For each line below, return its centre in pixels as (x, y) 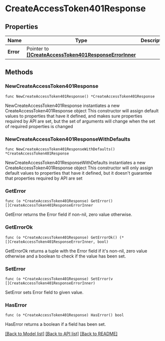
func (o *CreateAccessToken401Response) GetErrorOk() (61, 237)
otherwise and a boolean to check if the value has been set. (66, 256)
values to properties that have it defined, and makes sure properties (74, 116)
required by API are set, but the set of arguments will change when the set (80, 121)
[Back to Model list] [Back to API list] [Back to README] (61, 334)
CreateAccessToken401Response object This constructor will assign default (82, 110)
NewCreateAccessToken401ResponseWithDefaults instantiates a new (75, 162)
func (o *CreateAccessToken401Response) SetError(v (59, 279)
